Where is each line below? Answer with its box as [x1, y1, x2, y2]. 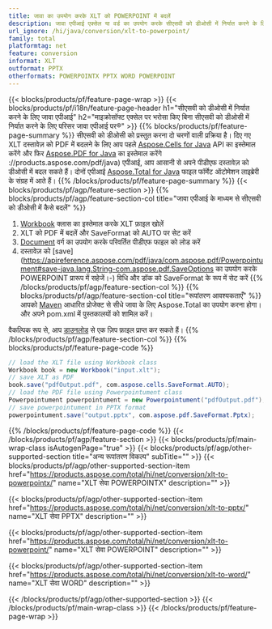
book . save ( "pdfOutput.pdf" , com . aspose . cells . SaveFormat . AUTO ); [8, 381, 230, 389]
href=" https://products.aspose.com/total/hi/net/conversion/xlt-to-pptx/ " [8, 503, 249, 512]
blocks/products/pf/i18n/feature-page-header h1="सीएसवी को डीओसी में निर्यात [8, 103, 250, 113]
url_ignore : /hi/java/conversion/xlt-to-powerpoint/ [8, 27, 190, 35]
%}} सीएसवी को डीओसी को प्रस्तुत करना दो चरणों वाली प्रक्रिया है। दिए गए [62, 130, 251, 140]
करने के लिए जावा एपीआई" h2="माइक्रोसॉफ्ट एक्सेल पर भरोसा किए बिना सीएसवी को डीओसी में [8, 112, 249, 121]
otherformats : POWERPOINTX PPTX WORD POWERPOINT [8, 72, 176, 80]
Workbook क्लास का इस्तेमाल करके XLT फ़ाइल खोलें [19, 219, 164, 228]
